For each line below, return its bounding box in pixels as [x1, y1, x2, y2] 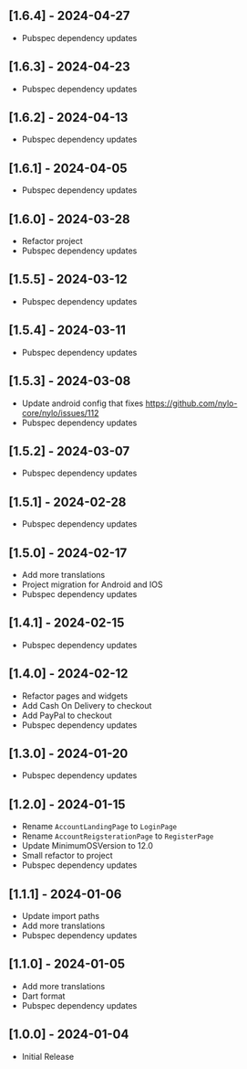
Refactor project [21, 236, 83, 247]
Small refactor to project [21, 850, 113, 861]
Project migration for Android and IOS [21, 579, 163, 590]
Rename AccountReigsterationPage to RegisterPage [21, 830, 214, 841]
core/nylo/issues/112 [21, 407, 99, 418]
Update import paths [21, 911, 100, 921]
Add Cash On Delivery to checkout [21, 700, 152, 711]
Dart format [21, 990, 66, 1001]
